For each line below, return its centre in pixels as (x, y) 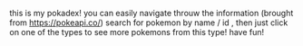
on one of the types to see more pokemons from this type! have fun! (137, 32)
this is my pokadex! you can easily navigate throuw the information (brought (151, 13)
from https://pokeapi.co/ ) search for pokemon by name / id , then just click (149, 23)
